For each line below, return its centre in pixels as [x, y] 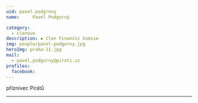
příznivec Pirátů [25, 88]
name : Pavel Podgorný [38, 17]
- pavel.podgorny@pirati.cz [46, 60]
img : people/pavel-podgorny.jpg [46, 44]
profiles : [18, 66]
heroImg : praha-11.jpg [34, 50]
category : [18, 28]
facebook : [23, 71]
